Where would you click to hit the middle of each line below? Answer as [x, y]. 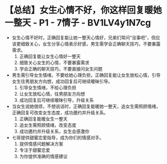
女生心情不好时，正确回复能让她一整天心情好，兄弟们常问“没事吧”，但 [84, 37]
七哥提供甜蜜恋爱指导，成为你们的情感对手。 [58, 137]
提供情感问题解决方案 [41, 143]
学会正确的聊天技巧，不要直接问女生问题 [61, 68]
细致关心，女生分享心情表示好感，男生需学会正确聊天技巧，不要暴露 [90, 43]
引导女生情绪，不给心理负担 [48, 87]
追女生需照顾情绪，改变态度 [48, 125]
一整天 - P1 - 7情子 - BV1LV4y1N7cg [78, 23]
